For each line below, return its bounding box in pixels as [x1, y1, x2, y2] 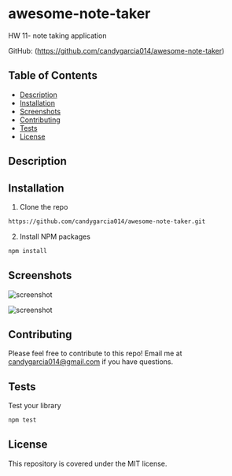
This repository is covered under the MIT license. [8, 459, 168, 468]
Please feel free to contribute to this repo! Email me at [8, 348, 182, 359]
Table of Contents [8, 69, 98, 83]
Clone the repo [19, 202, 68, 211]
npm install [8, 247, 47, 255]
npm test [8, 416, 37, 424]
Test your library [8, 401, 61, 411]
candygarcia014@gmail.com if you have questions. [8, 357, 174, 366]
